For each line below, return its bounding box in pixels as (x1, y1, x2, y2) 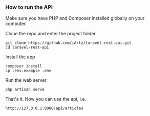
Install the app (5, 54, 35, 60)
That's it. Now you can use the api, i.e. (5, 96, 86, 102)
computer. (5, 20, 27, 27)
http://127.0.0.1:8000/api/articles (5, 106, 83, 111)
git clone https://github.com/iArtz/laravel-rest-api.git (5, 40, 132, 45)
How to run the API (5, 4, 53, 11)
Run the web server (5, 77, 47, 83)
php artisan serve (5, 87, 45, 92)
